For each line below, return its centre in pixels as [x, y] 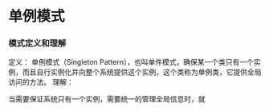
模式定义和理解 [37, 43]
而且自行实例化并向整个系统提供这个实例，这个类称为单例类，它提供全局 [142, 72]
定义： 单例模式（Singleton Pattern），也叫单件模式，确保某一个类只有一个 [131, 62]
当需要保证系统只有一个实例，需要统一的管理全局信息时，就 [107, 99]
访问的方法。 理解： [41, 82]
